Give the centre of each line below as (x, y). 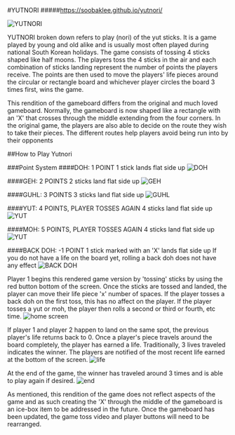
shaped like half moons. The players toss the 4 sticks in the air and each (112, 60)
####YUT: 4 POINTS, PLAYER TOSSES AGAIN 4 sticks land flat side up (110, 208)
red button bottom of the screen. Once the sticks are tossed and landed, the (117, 286)
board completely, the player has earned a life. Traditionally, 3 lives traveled (116, 344)
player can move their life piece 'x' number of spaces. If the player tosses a (116, 294)
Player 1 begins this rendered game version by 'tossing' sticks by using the (115, 279)
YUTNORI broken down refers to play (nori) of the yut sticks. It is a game (112, 37)
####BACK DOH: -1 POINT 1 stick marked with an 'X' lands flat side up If (112, 250)
